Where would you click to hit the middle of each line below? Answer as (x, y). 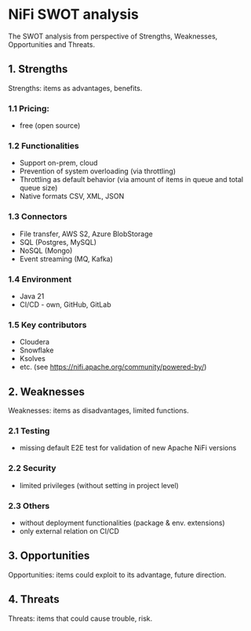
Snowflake (36, 350)
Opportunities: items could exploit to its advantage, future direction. (117, 574)
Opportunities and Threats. (52, 44)
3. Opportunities (49, 556)
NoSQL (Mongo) (46, 250)
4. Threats (34, 599)
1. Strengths (38, 69)
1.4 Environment (40, 279)
